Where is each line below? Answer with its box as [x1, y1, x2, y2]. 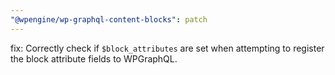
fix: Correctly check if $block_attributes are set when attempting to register [10, 42, 325, 54]
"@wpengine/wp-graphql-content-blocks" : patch [10, 14, 208, 25]
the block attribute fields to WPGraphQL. [10, 52, 178, 65]
